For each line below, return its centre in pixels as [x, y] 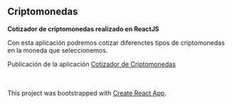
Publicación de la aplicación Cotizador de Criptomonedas [92, 64]
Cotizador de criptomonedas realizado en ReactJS [83, 28]
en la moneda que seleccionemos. [58, 50]
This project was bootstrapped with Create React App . [87, 93]
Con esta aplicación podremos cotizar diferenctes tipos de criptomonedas [116, 43]
